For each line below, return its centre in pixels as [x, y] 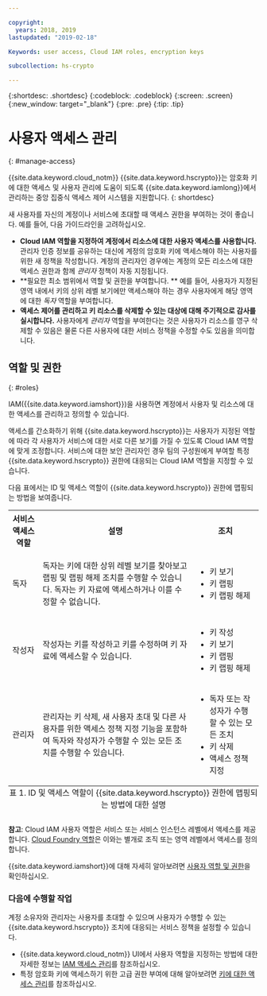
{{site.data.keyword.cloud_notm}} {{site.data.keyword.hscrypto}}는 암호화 [128, 178]
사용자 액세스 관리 [63, 139]
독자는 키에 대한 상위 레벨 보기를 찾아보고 [115, 565]
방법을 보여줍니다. [44, 497]
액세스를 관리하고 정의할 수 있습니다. [73, 413]
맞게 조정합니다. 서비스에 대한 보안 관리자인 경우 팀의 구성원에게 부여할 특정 [133, 451]
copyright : [26, 22]
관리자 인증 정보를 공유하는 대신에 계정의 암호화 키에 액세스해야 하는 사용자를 [139, 251]
